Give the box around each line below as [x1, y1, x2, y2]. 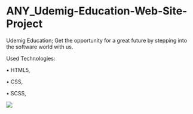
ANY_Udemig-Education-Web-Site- [6, 4, 188, 18]
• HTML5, [6, 66, 30, 73]
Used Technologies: [6, 55, 56, 62]
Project [6, 17, 43, 31]
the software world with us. [6, 43, 73, 50]
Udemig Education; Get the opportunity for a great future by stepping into [6, 37, 187, 44]
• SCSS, [6, 89, 27, 97]
